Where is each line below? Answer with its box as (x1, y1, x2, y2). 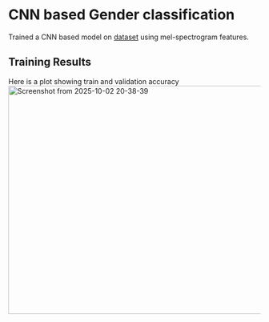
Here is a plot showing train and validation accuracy (8, 76, 179, 86)
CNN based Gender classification (8, 6, 235, 24)
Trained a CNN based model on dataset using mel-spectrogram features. (8, 32, 250, 42)
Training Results (8, 55, 92, 69)
